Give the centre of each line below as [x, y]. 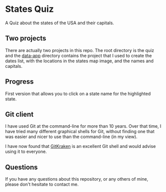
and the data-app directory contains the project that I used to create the [79, 55]
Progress [19, 82]
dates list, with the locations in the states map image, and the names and [79, 61]
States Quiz [29, 9]
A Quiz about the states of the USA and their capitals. [60, 23]
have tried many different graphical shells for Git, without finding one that [80, 132]
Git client [19, 114]
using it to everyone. [26, 151]
